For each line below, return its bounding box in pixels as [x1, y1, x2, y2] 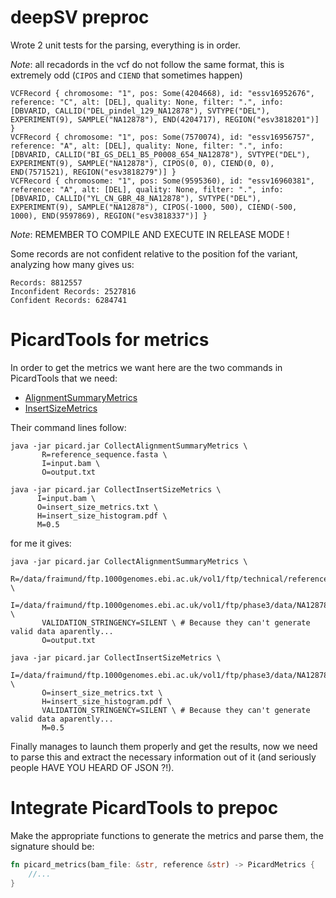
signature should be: [10, 840, 95, 852]
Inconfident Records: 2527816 [10, 286, 137, 296]
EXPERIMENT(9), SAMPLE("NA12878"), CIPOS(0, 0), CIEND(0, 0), [10, 158, 275, 168]
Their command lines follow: [10, 421, 127, 433]
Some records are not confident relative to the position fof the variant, [10, 247, 298, 260]
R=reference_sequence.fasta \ [41, 449, 168, 460]
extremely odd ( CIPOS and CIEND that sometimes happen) [10, 69, 243, 81]
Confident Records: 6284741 [10, 295, 128, 305]
